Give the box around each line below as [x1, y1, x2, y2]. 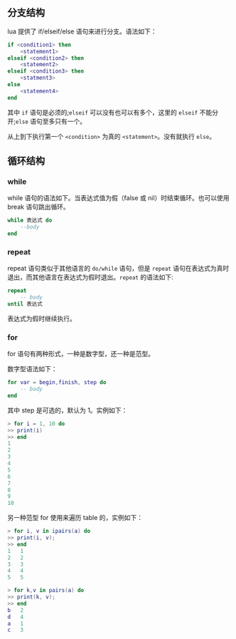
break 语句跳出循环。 [7, 202, 70, 212]
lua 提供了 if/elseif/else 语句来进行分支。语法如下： [7, 27, 157, 36]
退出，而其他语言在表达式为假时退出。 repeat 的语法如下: [7, 273, 173, 281]
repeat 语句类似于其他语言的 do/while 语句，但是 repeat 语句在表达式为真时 [7, 264, 230, 273]
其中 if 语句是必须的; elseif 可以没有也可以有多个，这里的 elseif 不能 [7, 108, 213, 116]
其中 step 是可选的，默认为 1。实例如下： [7, 405, 128, 415]
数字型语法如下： [7, 365, 58, 373]
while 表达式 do [7, 217, 53, 224]
